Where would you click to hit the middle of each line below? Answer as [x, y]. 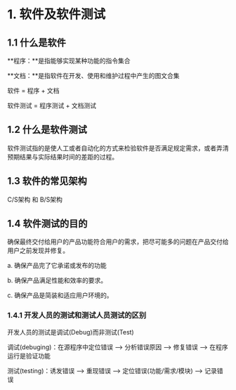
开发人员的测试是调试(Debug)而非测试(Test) [71, 332]
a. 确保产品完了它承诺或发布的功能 [57, 266]
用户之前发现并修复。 [38, 251]
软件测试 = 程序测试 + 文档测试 [52, 105]
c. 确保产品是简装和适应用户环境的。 [60, 295]
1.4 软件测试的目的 [47, 224]
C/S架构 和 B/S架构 [35, 199]
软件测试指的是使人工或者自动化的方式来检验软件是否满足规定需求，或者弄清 [118, 148]
